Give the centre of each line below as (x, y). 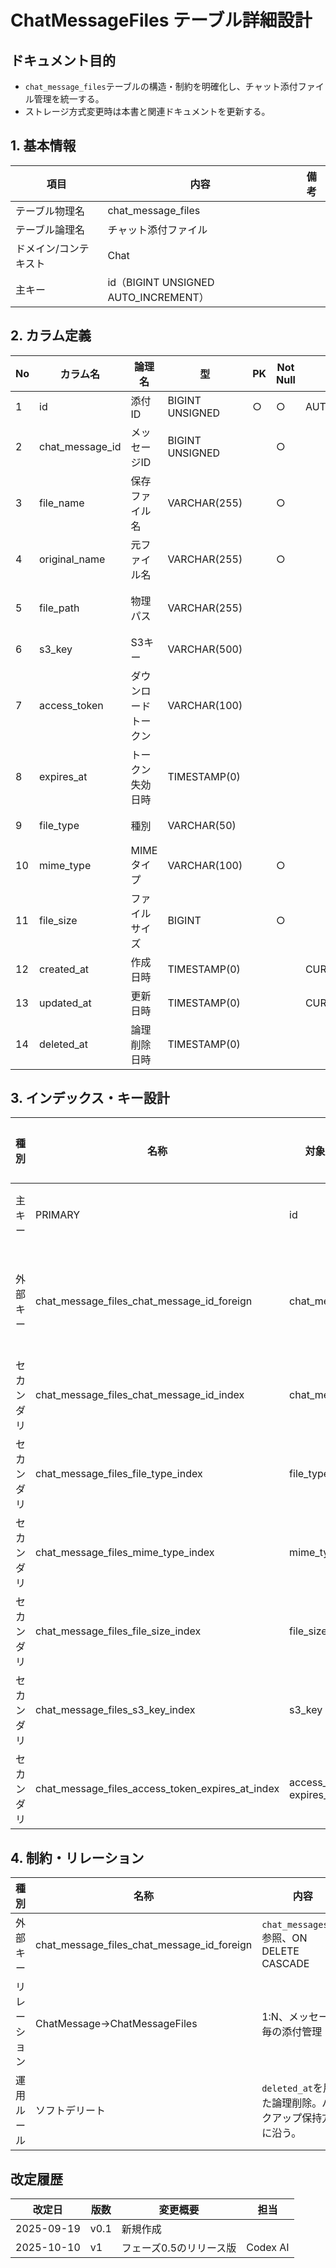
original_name (72, 559)
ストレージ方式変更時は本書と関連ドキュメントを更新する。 (147, 111)
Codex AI (268, 2248)
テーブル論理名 (50, 229)
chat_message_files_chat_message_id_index (140, 1395)
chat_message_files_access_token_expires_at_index (157, 1789)
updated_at (65, 1003)
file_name (62, 503)
